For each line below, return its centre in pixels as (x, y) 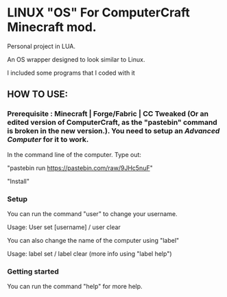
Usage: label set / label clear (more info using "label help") (90, 253)
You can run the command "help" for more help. (75, 287)
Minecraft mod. (52, 27)
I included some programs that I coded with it (71, 73)
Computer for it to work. (48, 140)
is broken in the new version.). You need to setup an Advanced (113, 131)
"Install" (18, 181)
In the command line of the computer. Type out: (74, 154)
